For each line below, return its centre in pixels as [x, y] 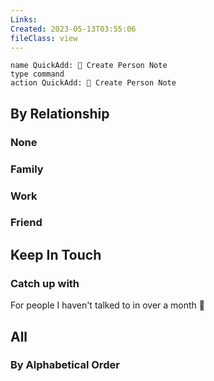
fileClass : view [44, 38]
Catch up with [45, 283]
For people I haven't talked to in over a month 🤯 [107, 305]
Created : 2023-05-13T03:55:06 [73, 29]
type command [37, 74]
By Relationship [60, 113]
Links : [24, 19]
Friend [26, 223]
